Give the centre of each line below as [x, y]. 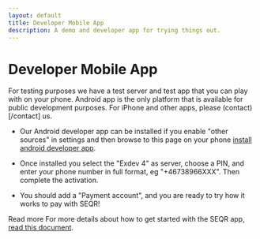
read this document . [41, 228]
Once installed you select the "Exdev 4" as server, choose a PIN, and [132, 163]
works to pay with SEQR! [60, 204]
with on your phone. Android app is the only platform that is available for [126, 99]
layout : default [35, 15]
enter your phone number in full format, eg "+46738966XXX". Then [129, 172]
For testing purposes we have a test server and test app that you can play [128, 91]
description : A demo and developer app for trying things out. [115, 30]
